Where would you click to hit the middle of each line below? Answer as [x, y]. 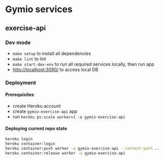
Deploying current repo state [36, 128]
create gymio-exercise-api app [45, 111]
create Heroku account [36, 106]
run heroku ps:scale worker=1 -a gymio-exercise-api [69, 117]
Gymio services [39, 9]
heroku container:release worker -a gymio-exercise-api [65, 153]
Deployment [21, 83]
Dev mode [18, 43]
